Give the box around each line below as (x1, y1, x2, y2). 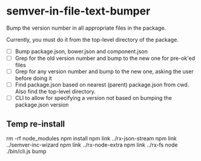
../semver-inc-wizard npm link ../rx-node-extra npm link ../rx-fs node (6, 141, 178, 149)
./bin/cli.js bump (6, 148, 47, 155)
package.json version (15, 101, 69, 108)
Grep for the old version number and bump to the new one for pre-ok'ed (15, 54, 196, 62)
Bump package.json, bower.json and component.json (15, 47, 148, 55)
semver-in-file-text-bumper (6, 4, 151, 18)
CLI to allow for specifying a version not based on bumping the (15, 94, 173, 102)
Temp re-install (6, 119, 65, 129)
